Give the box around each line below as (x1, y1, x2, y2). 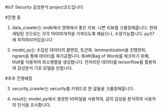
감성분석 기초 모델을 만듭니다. (17, 65, 73, 71)
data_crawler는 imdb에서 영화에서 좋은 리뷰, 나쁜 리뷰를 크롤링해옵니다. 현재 (12, 25, 157, 30)
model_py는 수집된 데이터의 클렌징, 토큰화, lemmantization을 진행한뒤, (12, 47, 147, 53)
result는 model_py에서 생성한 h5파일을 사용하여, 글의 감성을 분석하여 (12, 96, 144, 101)
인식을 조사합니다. (17, 102, 51, 108)
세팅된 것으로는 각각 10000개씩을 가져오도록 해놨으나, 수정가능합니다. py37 (12, 31, 155, 36)
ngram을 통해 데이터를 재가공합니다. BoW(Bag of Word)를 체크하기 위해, (12, 53, 150, 59)
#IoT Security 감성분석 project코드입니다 (5, 4, 83, 10)
